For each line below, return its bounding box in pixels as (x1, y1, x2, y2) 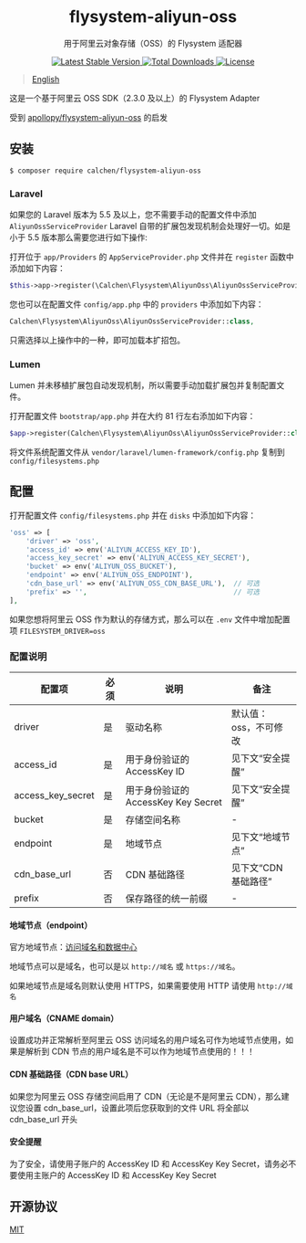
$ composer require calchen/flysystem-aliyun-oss (9, 166, 202, 175)
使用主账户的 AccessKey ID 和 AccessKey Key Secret (16, 1169, 217, 1180)
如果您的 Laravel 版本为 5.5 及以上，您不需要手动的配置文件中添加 (9, 209, 257, 220)
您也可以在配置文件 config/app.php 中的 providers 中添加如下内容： (9, 299, 264, 310)
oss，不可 (230, 721, 275, 733)
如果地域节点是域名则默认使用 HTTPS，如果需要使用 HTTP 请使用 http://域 (9, 980, 293, 992)
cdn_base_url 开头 (9, 1113, 78, 1124)
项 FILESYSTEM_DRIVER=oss (9, 625, 107, 636)
